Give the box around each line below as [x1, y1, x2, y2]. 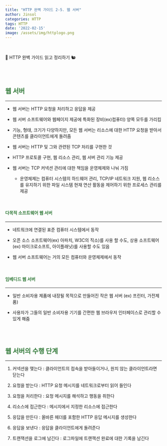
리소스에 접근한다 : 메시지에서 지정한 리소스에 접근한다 [12, 404, 118, 410]
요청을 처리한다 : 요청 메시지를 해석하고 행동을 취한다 [12, 393, 115, 399]
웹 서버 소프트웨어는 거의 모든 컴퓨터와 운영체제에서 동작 [12, 254, 122, 260]
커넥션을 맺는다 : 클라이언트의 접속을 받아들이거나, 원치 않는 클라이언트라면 [12, 366, 158, 372]
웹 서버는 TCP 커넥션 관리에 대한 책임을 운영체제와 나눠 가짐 [12, 165, 129, 171]
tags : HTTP [5, 21, 28, 26]
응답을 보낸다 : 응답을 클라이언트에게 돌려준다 [12, 425, 100, 431]
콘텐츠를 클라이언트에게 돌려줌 [12, 133, 71, 139]
